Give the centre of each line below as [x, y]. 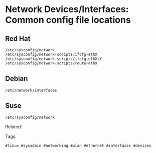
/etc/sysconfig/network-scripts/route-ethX [51, 63]
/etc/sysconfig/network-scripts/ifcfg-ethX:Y [53, 59]
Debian [17, 79]
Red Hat [18, 39]
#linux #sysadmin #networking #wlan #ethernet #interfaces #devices [78, 145]
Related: [14, 126]
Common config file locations [68, 20]
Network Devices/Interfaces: [67, 9]
